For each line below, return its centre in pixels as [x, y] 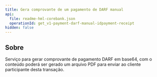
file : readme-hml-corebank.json [43, 19]
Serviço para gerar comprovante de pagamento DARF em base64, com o [79, 59]
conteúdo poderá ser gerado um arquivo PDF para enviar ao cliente [73, 64]
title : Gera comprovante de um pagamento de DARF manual [64, 10]
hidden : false [20, 28]
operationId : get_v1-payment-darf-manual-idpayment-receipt [72, 23]
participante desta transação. [35, 69]
